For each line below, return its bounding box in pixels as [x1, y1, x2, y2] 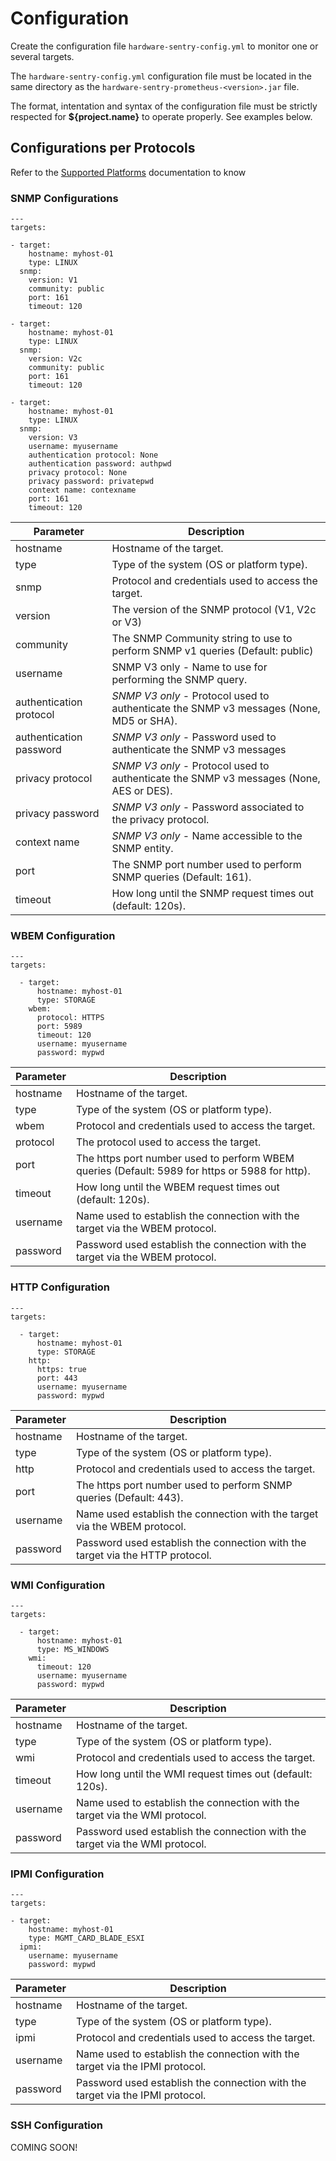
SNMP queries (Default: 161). [111, 870, 252, 884]
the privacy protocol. [111, 813, 210, 827]
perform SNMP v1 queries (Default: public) [111, 644, 314, 658]
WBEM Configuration [10, 928, 116, 942]
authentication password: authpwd [28, 459, 172, 469]
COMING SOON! [10, 2141, 78, 2153]
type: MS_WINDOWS [36, 1644, 110, 1654]
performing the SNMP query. [111, 673, 248, 687]
